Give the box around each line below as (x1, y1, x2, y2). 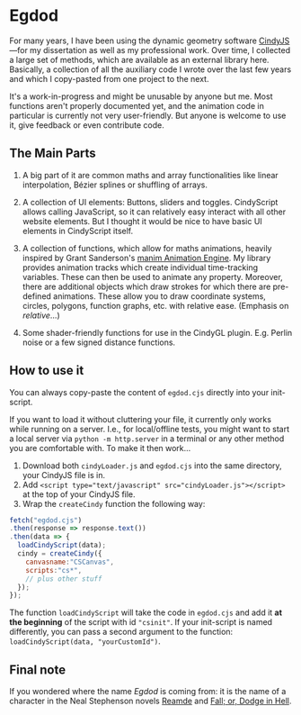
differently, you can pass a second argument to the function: (9, 627, 234, 638)
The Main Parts (9, 146, 96, 161)
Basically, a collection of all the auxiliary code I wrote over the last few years (9, 64, 292, 75)
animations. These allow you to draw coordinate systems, (53, 290, 267, 302)
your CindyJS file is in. (22, 469, 106, 480)
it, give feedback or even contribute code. (9, 119, 164, 131)
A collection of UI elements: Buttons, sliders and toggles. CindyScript (22, 196, 279, 207)
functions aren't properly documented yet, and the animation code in (9, 100, 265, 111)
